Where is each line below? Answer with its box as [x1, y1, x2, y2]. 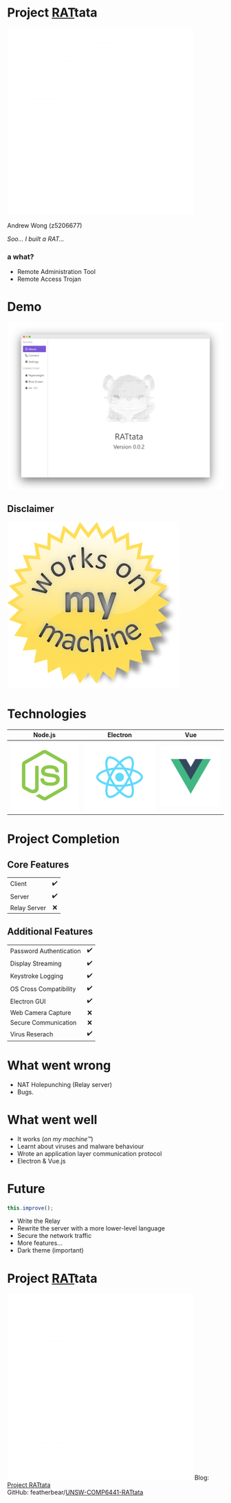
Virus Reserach [10, 1030, 54, 1038]
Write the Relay [16, 1217, 60, 1226]
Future [7, 1181, 46, 1197]
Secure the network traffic [16, 1232, 92, 1240]
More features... [16, 1239, 63, 1247]
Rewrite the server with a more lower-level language [16, 1224, 165, 1232]
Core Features [7, 858, 69, 870]
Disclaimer [7, 503, 54, 515]
